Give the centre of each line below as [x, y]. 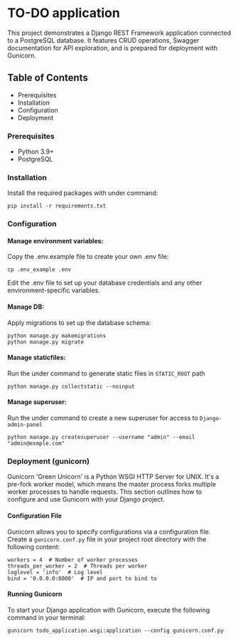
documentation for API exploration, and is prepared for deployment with [113, 48]
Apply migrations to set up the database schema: [79, 322]
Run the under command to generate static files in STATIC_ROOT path [107, 373]
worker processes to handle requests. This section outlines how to [105, 492]
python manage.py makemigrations [57, 336]
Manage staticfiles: [37, 358]
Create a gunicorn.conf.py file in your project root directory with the [107, 539]
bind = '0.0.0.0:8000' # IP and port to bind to [82, 578]
